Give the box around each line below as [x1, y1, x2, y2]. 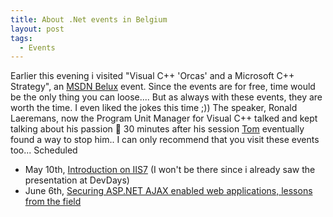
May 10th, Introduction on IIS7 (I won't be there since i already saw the [24, 164, 316, 176]
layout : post [10, 24, 65, 34]
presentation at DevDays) [24, 174, 130, 186]
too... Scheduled [10, 144, 78, 156]
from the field [24, 196, 82, 208]
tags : [10, 33, 33, 43]
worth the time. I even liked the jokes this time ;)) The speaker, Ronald [10, 102, 298, 114]
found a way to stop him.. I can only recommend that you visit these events [10, 134, 320, 146]
